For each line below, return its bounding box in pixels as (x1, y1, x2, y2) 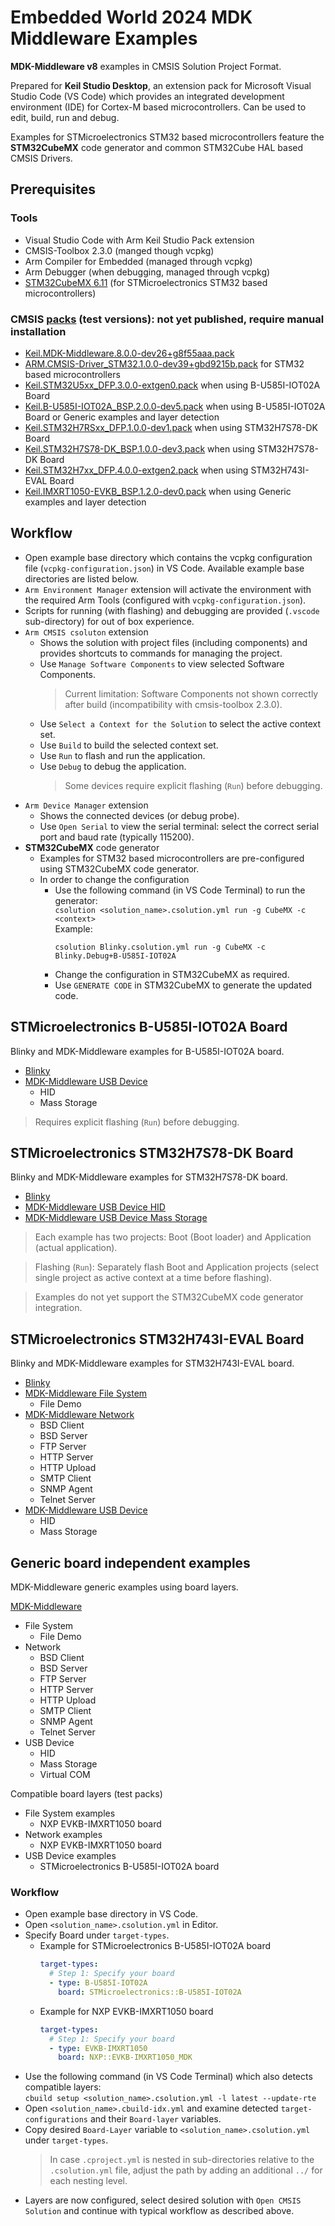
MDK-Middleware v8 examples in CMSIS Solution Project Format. (10, 60, 282, 72)
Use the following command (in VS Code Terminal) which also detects (24, 2071, 313, 2083)
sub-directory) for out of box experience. (24, 615, 195, 627)
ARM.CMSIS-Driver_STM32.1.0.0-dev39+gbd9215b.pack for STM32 (24, 357, 305, 370)
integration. (34, 1302, 83, 1314)
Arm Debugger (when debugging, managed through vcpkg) (24, 266, 271, 278)
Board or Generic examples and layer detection (24, 411, 220, 423)
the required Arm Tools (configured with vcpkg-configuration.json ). (24, 594, 307, 606)
